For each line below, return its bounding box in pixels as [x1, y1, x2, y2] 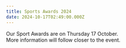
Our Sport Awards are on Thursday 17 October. [6, 30, 118, 37]
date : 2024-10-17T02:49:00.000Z [6, 14, 85, 20]
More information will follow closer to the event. [6, 36, 121, 43]
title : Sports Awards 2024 [6, 8, 72, 15]
